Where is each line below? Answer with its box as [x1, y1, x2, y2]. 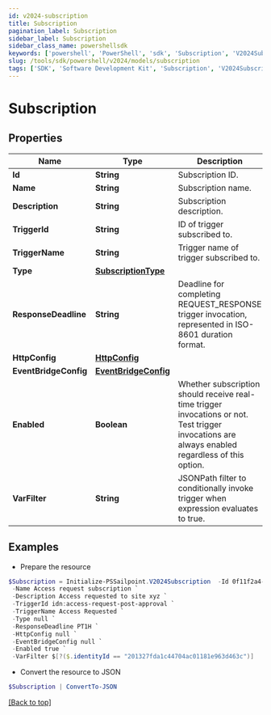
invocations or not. [177, 408, 248, 420]
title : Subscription [8, 19, 78, 27]
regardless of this [177, 449, 244, 460]
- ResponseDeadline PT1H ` [11, 622, 99, 631]
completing [177, 288, 221, 299]
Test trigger [177, 418, 223, 429]
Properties [8, 131, 63, 146]
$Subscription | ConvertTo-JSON [8, 683, 117, 692]
